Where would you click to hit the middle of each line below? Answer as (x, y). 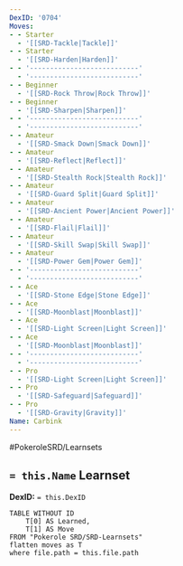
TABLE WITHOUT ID (42, 514)
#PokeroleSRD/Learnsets (56, 447)
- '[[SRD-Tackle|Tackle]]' (68, 43)
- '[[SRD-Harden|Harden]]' (68, 60)
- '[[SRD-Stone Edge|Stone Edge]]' (84, 295)
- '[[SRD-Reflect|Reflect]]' (72, 160)
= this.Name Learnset (70, 476)
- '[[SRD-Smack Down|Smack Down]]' (84, 144)
